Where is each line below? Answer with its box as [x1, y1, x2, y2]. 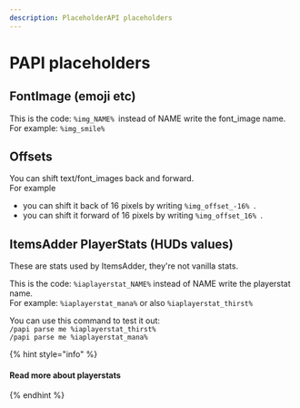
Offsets [9, 149, 53, 165]
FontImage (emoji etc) [9, 88, 136, 105]
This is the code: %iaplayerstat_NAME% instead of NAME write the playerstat [9, 279, 291, 290]
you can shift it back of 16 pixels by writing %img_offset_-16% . [22, 200, 256, 211]
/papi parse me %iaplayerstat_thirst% [9, 325, 156, 334]
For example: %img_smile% [9, 122, 105, 133]
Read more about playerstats [9, 370, 121, 381]
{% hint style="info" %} [9, 349, 98, 360]
